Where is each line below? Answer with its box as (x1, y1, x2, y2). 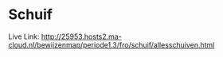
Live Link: (8, 32, 40, 41)
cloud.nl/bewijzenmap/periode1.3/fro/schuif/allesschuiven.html (8, 40, 215, 49)
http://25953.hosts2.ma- (41, 32, 122, 41)
